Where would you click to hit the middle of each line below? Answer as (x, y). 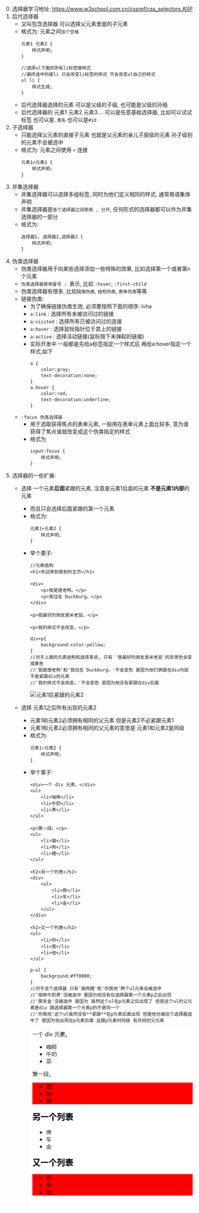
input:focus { (47, 451)
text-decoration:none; (69, 375)
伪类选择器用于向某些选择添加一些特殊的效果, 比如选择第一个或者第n (106, 269)
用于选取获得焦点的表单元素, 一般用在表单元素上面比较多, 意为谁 (109, 424)
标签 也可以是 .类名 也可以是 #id (59, 120)
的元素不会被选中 (42, 142)
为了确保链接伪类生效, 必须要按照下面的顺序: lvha (91, 306)
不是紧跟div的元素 (50, 676)
